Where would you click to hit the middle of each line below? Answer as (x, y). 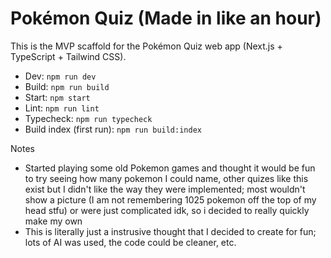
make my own (53, 221)
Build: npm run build (67, 86)
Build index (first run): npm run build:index (113, 129)
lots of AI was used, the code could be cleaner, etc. (130, 242)
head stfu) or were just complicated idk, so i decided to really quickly (167, 210)
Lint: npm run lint (62, 108)
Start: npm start (57, 97)
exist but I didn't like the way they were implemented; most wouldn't (165, 189)
